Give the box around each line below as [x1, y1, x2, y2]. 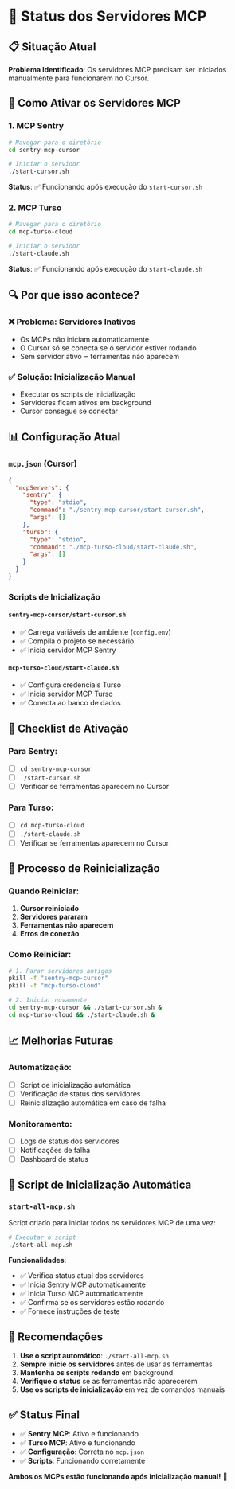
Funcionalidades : [8, 1255, 67, 1264]
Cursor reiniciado [19, 904, 80, 913]
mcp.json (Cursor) [8, 458, 77, 469]
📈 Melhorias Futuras [8, 1034, 114, 1048]
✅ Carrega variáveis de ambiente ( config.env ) [19, 627, 171, 637]
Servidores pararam [19, 912, 88, 922]
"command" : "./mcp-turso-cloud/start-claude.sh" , [29, 543, 198, 551]
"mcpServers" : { [15, 483, 69, 492]
